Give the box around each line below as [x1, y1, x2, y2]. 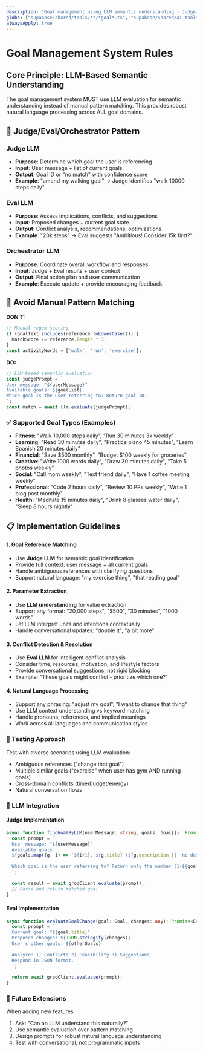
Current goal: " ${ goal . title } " [11, 929, 91, 935]
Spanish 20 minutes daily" [14, 445, 80, 452]
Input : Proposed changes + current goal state [14, 219, 129, 226]
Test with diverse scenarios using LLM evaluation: [6, 748, 131, 756]
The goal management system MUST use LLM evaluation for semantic [6, 96, 181, 103]
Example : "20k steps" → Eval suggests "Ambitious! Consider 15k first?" [14, 232, 193, 239]
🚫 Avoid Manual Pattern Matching [6, 298, 135, 308]
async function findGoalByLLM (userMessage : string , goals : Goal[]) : [6, 829, 182, 835]
